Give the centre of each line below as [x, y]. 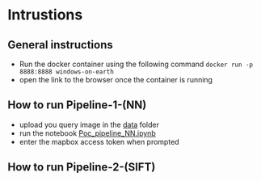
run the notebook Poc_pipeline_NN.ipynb [88, 133]
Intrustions [45, 15]
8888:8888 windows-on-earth [66, 72]
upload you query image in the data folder [89, 124]
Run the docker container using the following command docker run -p [136, 64]
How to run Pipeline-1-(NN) [77, 105]
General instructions [61, 45]
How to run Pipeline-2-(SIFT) [82, 167]
